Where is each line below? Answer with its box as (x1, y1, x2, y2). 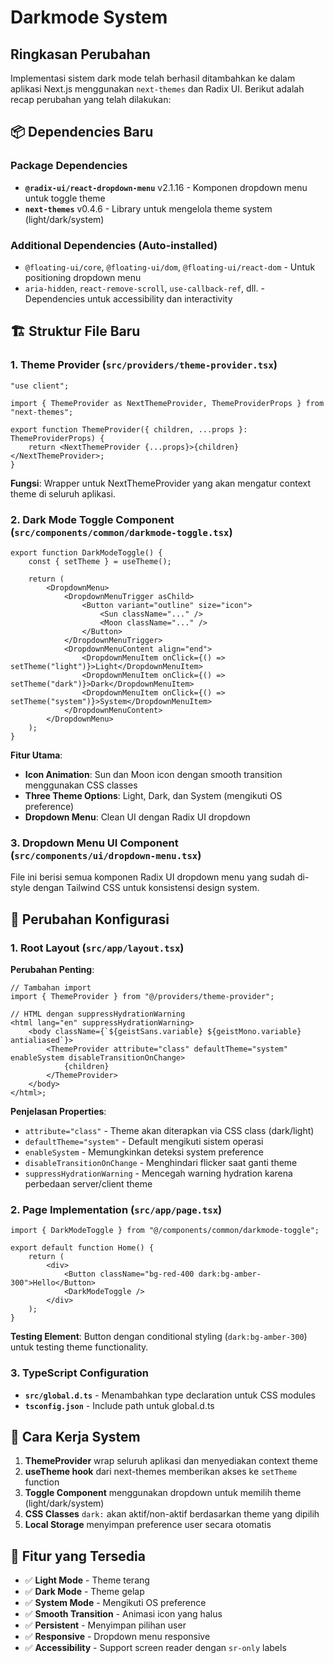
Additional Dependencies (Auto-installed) (10, 238, 218, 252)
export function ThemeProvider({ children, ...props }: (10, 424, 248, 435)
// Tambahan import (10, 982, 92, 993)
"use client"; (10, 381, 70, 391)
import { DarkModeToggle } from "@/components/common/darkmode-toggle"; (10, 1226, 320, 1236)
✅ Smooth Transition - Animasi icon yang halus (24, 1608, 223, 1620)
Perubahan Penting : (10, 963, 95, 975)
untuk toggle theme (24, 192, 106, 204)
